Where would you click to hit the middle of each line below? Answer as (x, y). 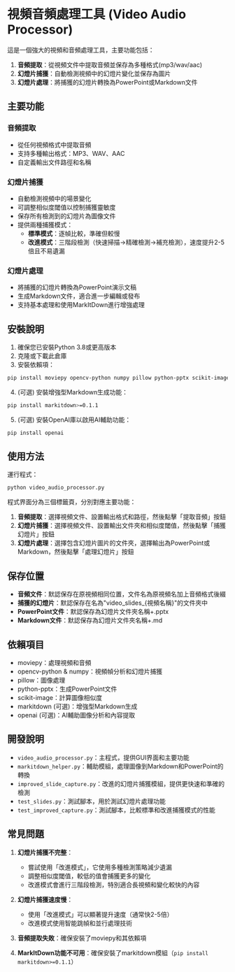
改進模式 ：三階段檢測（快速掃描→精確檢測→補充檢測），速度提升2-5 (126, 242)
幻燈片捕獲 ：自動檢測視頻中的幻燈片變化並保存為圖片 (94, 73)
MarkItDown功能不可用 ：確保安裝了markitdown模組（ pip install (113, 952)
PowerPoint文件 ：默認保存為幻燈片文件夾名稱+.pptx (93, 612)
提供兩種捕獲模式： (45, 224)
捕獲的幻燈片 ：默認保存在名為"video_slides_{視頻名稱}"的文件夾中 (113, 603)
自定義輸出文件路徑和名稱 (54, 162)
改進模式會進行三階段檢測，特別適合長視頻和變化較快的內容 (114, 885)
